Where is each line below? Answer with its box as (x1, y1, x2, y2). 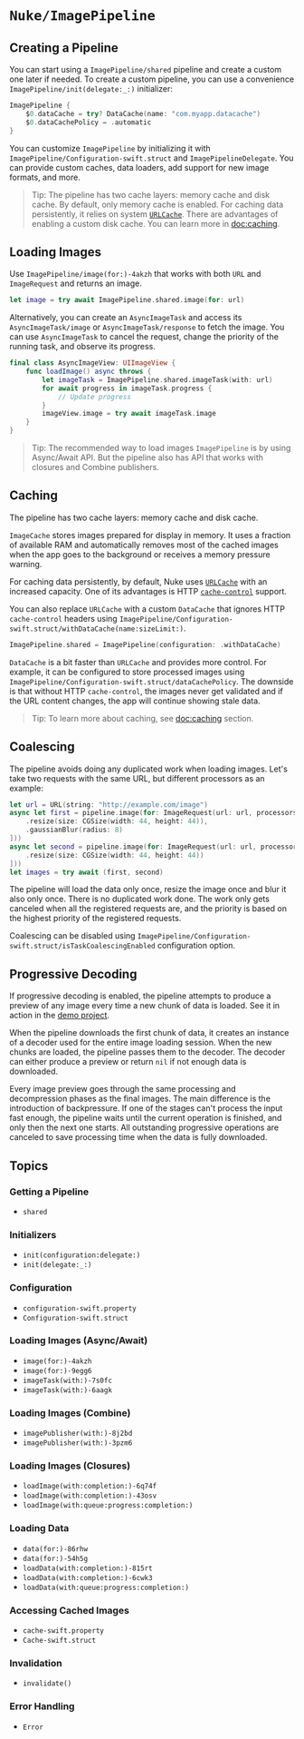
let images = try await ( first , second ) (9, 868, 165, 877)
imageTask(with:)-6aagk (22, 1385, 113, 1395)
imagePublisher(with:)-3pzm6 (22, 1439, 133, 1448)
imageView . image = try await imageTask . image (42, 409, 217, 418)
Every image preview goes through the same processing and (9, 1084, 236, 1095)
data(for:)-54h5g (22, 1554, 89, 1563)
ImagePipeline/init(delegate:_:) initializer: (9, 84, 174, 93)
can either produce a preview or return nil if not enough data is (9, 1056, 247, 1067)
